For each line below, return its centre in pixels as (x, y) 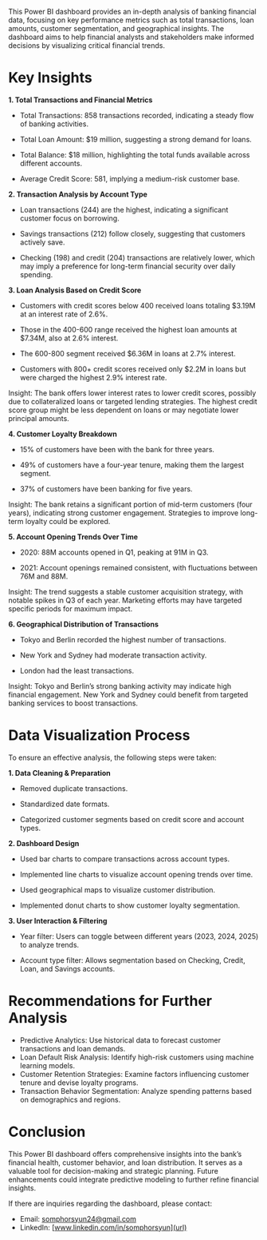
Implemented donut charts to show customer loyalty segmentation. (130, 905)
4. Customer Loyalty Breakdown (63, 434)
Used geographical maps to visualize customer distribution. (118, 889)
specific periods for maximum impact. (71, 608)
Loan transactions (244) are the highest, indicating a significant (124, 209)
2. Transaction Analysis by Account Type (78, 194)
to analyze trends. (49, 944)
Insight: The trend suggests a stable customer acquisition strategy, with (126, 591)
